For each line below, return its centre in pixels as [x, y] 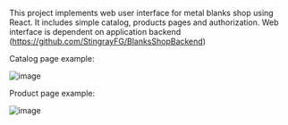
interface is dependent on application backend [95, 32]
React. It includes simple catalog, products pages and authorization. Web [144, 22]
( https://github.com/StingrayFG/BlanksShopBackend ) [107, 41]
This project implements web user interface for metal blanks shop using [142, 13]
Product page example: [52, 93]
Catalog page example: [52, 58]
